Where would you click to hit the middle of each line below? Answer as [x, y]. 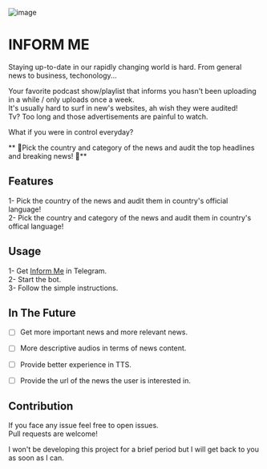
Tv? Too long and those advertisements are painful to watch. [108, 116]
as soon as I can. [36, 458]
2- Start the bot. [35, 279]
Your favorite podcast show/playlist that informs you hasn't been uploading [132, 91]
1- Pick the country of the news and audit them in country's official [118, 200]
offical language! [36, 226]
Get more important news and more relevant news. [104, 332]
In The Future [42, 313]
